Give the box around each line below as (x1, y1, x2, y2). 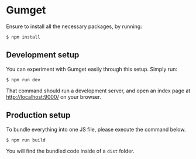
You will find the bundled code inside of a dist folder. (6, 147, 135, 154)
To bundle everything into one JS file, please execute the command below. (6, 126, 186, 133)
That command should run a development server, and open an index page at (6, 87, 191, 94)
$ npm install (6, 34, 41, 40)
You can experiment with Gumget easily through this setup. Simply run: (6, 65, 177, 72)
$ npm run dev (6, 77, 41, 82)
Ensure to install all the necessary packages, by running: (6, 23, 142, 30)
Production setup (6, 110, 71, 120)
